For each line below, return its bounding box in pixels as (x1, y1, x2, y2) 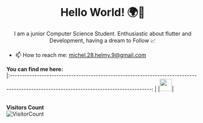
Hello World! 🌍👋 (60, 6, 146, 20)
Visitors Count (6, 103, 44, 111)
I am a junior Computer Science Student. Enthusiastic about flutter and (14, 29, 191, 37)
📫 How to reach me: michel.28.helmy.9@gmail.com (15, 51, 147, 59)
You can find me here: (6, 65, 64, 73)
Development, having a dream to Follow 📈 (49, 37, 157, 44)
